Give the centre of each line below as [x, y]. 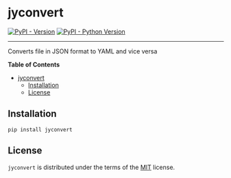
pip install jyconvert [40, 129]
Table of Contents [34, 64]
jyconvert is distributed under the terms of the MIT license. [92, 167]
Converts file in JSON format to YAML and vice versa [83, 51]
